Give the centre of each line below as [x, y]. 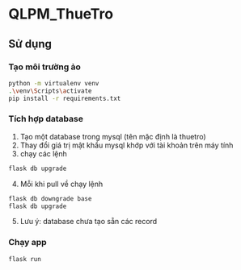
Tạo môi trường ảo [44, 67]
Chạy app [27, 243]
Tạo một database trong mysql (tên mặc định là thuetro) [113, 136]
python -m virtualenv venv [54, 83]
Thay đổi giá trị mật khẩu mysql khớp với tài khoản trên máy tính [127, 145]
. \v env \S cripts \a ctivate [50, 91]
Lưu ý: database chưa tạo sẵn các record [89, 222]
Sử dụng [30, 44]
